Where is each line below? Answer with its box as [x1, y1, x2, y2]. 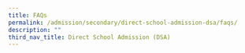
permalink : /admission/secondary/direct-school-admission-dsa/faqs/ [8, 19, 238, 26]
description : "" [8, 26, 61, 34]
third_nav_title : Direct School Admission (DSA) [8, 33, 171, 41]
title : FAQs [8, 11, 47, 19]
